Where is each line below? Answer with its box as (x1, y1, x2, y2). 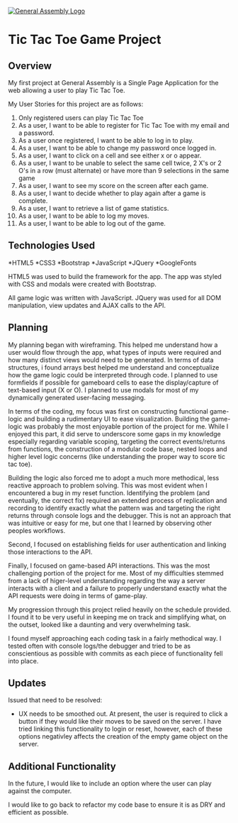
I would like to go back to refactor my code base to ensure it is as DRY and (8, 800, 226, 809)
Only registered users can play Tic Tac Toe (18, 114, 144, 122)
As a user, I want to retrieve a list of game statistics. (18, 204, 169, 212)
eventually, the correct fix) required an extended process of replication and (8, 496, 227, 504)
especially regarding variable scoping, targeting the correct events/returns (8, 437, 226, 446)
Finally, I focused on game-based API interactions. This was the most (8, 561, 210, 570)
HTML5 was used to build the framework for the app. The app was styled (8, 272, 222, 280)
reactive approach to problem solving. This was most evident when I (8, 481, 208, 490)
